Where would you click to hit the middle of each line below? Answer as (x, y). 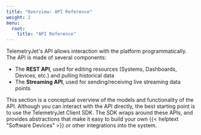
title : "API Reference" (47, 34)
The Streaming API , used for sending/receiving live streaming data (98, 82)
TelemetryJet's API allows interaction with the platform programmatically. (97, 51)
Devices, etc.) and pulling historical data (64, 76)
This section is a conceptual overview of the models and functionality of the (100, 100)
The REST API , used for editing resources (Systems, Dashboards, (96, 69)
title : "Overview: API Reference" (49, 12)
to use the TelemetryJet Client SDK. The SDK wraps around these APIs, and (100, 113)
